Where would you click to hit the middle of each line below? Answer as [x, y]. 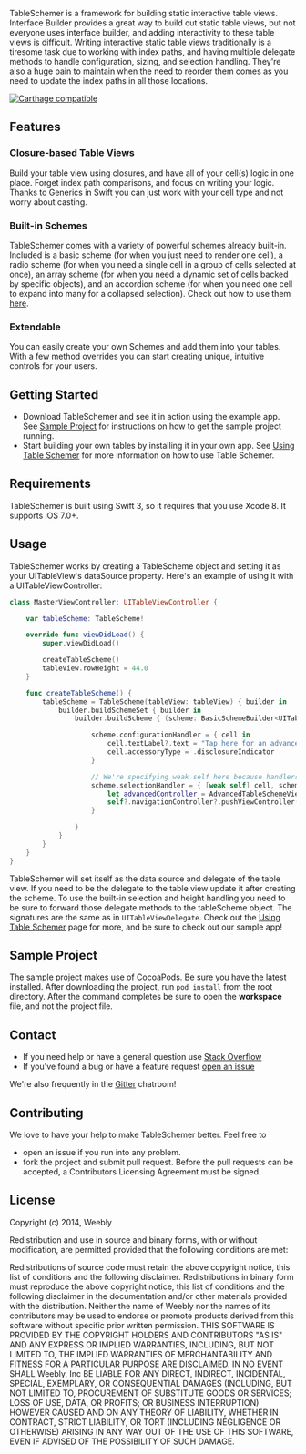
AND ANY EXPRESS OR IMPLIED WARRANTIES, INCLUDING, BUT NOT [142, 1344]
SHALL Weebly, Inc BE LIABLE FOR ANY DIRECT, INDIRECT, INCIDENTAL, [148, 1373]
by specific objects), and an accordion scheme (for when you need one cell [151, 284]
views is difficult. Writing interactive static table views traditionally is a [140, 42]
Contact [33, 1035]
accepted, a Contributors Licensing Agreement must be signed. [142, 1172]
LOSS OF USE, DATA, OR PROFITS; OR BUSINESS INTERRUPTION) [134, 1402]
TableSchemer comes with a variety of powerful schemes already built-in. [148, 245]
